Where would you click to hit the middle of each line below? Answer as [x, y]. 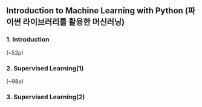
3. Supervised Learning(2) [46, 97]
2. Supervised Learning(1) [45, 68]
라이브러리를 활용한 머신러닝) [74, 22]
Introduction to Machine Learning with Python [95, 11]
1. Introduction [28, 40]
